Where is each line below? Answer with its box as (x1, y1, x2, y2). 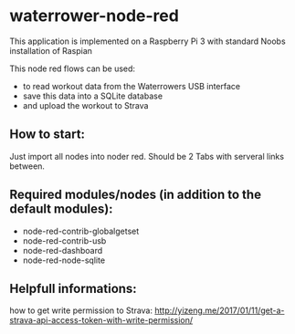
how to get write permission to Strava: (9, 305, 153, 316)
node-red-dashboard (22, 245, 103, 256)
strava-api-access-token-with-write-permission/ (9, 315, 194, 326)
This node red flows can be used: (9, 63, 135, 74)
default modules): (9, 202, 113, 217)
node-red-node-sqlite (22, 255, 106, 266)
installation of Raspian (9, 45, 93, 56)
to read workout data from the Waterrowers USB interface (22, 80, 241, 91)
